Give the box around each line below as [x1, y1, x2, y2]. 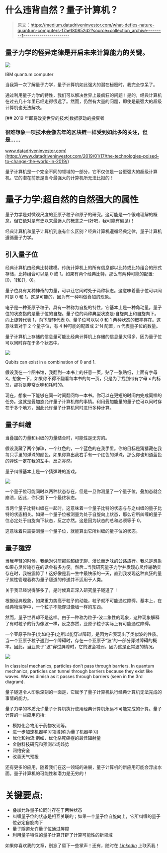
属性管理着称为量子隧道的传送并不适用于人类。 [9, 577, 105, 583]
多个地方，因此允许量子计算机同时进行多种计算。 [13, 405, 114, 411]
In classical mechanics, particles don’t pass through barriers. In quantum [5, 663, 154, 669]
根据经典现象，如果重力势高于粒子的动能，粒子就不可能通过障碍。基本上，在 [5, 597, 162, 604]
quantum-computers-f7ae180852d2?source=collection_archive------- [17, 27, 161, 33]
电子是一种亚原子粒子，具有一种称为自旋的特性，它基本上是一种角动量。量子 [5, 304, 162, 310]
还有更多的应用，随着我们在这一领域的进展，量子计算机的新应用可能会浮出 [5, 764, 158, 770]
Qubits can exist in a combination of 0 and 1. [5, 359, 96, 365]
